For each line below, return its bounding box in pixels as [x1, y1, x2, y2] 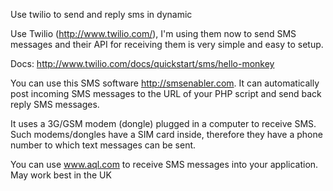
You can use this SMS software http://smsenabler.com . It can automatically [10, 77, 320, 89]
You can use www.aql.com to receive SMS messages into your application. [10, 159, 319, 170]
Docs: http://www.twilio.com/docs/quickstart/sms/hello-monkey [10, 58, 275, 69]
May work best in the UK [10, 169, 112, 181]
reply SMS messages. [10, 99, 100, 110]
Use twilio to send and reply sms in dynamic [10, 9, 193, 20]
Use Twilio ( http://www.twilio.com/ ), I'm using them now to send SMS [10, 28, 297, 39]
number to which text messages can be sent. [10, 139, 197, 151]
